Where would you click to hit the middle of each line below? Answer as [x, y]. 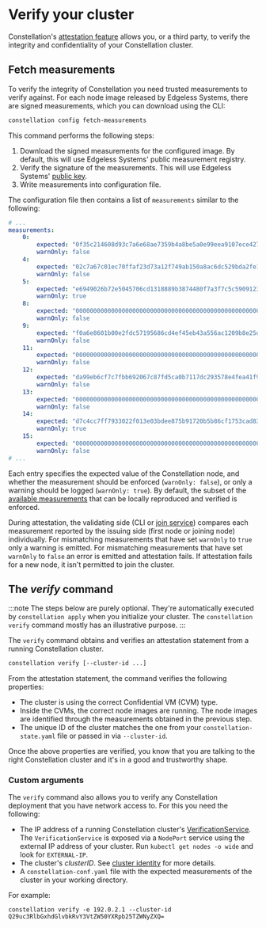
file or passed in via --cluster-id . [112, 736]
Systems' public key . [53, 176]
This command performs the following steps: [81, 135]
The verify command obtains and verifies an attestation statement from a [129, 641]
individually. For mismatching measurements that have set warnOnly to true [130, 539]
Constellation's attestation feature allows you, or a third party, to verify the [129, 36]
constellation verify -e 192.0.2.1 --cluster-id [90, 910]
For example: [30, 896]
